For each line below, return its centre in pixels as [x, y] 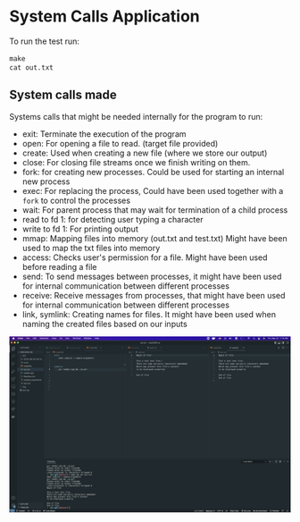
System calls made [63, 95]
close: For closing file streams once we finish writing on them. [136, 162]
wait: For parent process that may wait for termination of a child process [155, 210]
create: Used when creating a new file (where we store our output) [145, 153]
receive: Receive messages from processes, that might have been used [154, 295]
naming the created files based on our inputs [104, 324]
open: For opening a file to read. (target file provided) [120, 143]
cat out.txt [31, 67]
